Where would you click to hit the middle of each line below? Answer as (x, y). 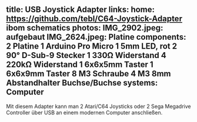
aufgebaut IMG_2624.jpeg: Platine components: (96, 37)
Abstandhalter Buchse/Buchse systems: (82, 83)
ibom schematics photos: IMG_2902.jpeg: (85, 28)
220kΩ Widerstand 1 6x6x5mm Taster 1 (80, 65)
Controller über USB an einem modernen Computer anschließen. (84, 112)
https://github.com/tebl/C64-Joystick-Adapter (94, 19)
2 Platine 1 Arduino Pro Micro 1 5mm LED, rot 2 (92, 46)
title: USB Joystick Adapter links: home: (80, 10)
